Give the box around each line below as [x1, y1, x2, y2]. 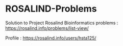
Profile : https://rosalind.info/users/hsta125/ [5, 35, 96, 41]
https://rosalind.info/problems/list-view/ [5, 25, 89, 31]
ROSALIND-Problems [5, 3, 97, 15]
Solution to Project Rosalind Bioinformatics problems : [5, 20, 118, 26]
